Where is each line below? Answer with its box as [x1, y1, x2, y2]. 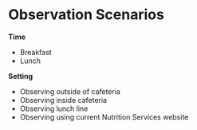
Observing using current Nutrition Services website [19, 112, 189, 121]
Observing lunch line [19, 104, 89, 113]
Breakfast [19, 47, 52, 57]
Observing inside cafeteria [19, 95, 108, 104]
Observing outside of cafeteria [19, 86, 121, 97]
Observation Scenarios [8, 6, 165, 24]
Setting [8, 71, 33, 81]
